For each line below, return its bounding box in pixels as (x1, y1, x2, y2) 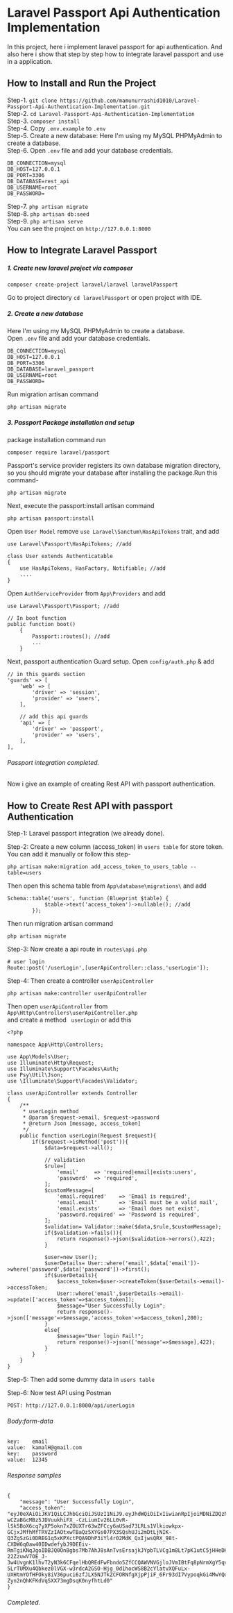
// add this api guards (19, 713, 89, 720)
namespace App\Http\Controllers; (7, 1041, 104, 1049)
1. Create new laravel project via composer (7, 264, 133, 272)
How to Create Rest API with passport (7, 800, 173, 811)
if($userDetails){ (44, 1272, 98, 1279)
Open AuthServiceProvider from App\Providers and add (7, 589, 166, 598)
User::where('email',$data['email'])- (87, 1260, 200, 1267)
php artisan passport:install (7, 515, 95, 522)
